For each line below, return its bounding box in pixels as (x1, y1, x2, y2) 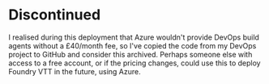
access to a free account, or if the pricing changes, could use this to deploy (8, 58, 261, 68)
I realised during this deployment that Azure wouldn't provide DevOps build (8, 32, 259, 42)
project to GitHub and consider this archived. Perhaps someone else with (8, 49, 253, 59)
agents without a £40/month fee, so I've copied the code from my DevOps (8, 40, 257, 50)
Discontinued (8, 6, 101, 24)
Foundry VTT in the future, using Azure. (8, 66, 141, 76)
